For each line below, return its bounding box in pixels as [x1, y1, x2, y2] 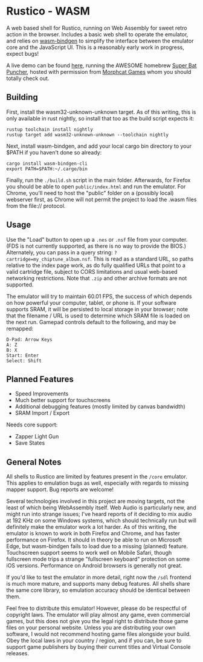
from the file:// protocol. [6, 202, 66, 210]
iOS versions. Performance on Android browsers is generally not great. [6, 562, 182, 569]
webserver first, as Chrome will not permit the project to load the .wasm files [6, 196, 197, 203]
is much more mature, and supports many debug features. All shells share [6, 580, 190, 588]
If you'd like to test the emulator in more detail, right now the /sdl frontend [6, 574, 192, 581]
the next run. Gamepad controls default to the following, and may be [6, 318, 176, 325]
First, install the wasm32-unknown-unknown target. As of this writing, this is [6, 108, 196, 116]
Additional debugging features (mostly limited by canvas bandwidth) [14, 403, 185, 410]
